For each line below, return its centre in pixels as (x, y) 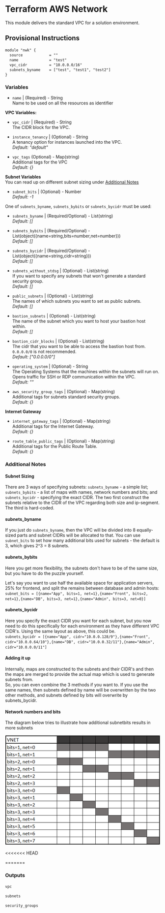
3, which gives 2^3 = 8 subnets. (37, 546)
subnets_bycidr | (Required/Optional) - (51, 251)
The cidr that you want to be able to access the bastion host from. (79, 346)
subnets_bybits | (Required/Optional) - (51, 231)
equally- (145, 530)
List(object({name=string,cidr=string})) (52, 256)
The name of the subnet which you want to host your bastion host (79, 321)
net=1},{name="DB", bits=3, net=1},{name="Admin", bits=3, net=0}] (76, 599)
